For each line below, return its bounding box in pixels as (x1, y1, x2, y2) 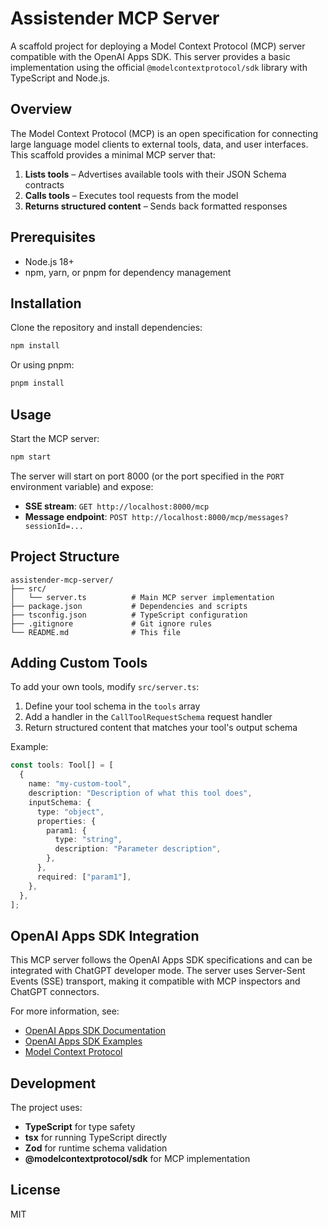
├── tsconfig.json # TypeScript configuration (10, 610, 248, 620)
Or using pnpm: (10, 359, 75, 371)
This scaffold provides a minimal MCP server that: (10, 148, 216, 161)
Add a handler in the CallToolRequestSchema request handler (24, 711, 273, 723)
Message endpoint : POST (24, 510, 128, 522)
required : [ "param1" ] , (36, 872, 132, 882)
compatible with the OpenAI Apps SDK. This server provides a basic (10, 50, 291, 62)
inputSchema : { (28, 797, 92, 807)
